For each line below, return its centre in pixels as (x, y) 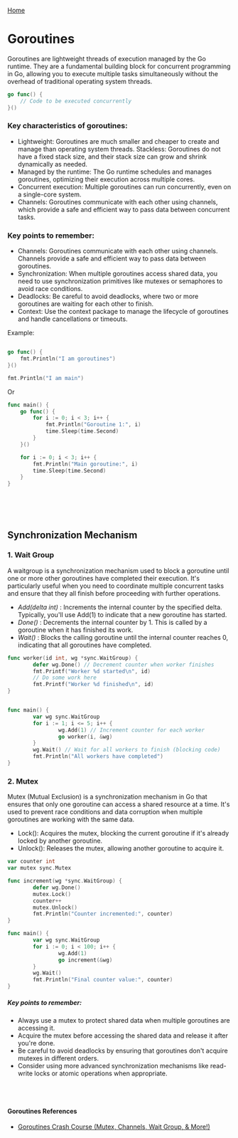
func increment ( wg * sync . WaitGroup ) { (65, 881)
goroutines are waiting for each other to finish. (86, 304)
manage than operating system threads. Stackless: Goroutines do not (119, 149)
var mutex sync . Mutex (39, 868)
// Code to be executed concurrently (76, 101)
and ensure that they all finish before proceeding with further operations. (114, 593)
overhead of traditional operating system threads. (80, 81)
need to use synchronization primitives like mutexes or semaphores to (120, 281)
